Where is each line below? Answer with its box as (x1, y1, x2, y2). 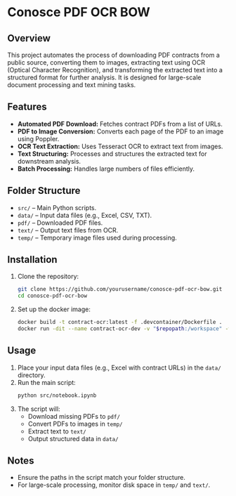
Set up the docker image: (17, 305, 91, 313)
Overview (7, 32, 51, 44)
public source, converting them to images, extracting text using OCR (7, 58, 206, 67)
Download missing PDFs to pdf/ (27, 412, 121, 420)
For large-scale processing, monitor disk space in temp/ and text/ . (17, 481, 211, 489)
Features (7, 101, 47, 113)
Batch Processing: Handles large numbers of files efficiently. (17, 164, 195, 173)
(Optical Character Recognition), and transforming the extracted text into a (7, 66, 223, 74)
